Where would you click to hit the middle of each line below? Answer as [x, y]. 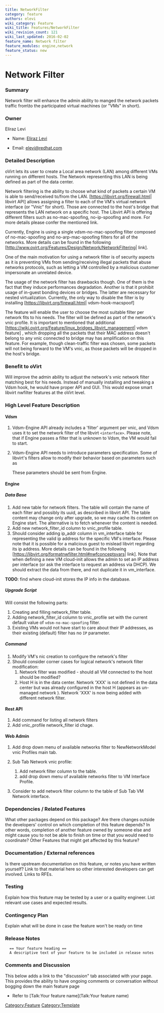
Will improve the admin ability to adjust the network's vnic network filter [77, 377]
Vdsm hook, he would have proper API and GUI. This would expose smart [79, 387]
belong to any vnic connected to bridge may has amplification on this [74, 338]
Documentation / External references [50, 853]
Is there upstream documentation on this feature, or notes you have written [81, 863]
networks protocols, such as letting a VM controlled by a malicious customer [82, 267]
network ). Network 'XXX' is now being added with [91, 692]
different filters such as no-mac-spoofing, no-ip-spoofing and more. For [78, 217]
